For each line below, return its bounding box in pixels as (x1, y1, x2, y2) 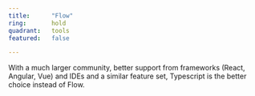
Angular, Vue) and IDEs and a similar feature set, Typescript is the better (8, 71, 247, 81)
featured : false (8, 34, 70, 42)
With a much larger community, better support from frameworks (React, (8, 63, 246, 73)
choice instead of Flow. (8, 80, 86, 90)
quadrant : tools (8, 26, 70, 34)
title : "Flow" (8, 11, 74, 20)
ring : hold (8, 19, 67, 27)
